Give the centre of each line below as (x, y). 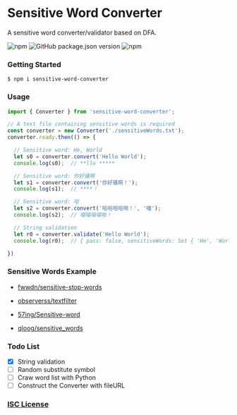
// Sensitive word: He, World (58, 150)
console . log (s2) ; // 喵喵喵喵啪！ (63, 215)
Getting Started (34, 64)
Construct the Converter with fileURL (71, 385)
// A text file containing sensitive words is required (91, 124)
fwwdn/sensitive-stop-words (60, 287)
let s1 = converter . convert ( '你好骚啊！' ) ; (76, 182)
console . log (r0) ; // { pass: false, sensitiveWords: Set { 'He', (113, 241)
